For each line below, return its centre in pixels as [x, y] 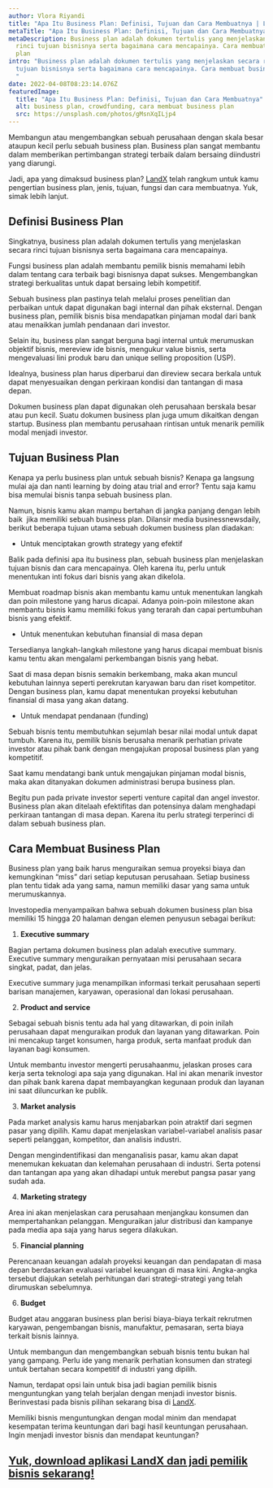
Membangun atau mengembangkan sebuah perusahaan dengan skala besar [136, 137]
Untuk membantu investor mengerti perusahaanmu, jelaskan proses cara [130, 1065]
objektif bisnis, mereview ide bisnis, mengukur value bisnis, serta [117, 349]
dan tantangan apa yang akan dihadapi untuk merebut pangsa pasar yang [132, 1173]
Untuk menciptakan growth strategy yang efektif [101, 543]
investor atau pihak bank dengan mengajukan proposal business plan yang [134, 748]
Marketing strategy [54, 1197]
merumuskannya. [37, 894]
